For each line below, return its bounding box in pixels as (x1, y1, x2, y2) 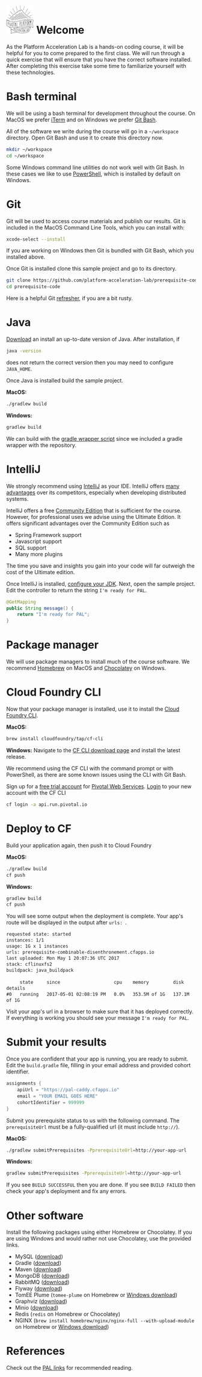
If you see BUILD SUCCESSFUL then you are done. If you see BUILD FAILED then (6, 1181, 195, 1189)
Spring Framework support (14, 531, 82, 538)
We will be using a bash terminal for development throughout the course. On (6, 109, 195, 117)
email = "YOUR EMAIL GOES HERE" (17, 1093, 98, 1099)
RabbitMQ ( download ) (14, 1278, 70, 1286)
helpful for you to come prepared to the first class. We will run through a (6, 49, 185, 57)
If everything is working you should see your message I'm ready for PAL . (6, 1014, 189, 1022)
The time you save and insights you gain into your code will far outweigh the (6, 562, 195, 569)
